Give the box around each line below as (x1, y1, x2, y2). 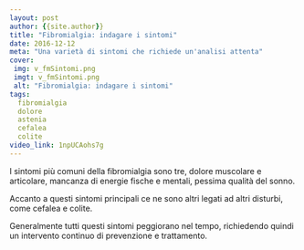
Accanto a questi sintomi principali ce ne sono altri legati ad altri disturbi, (9, 193, 283, 203)
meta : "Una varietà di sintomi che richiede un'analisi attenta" (9, 47, 263, 57)
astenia (17, 115, 47, 124)
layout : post (9, 13, 59, 23)
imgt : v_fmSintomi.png (13, 73, 100, 82)
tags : (9, 89, 30, 99)
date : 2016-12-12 (9, 38, 76, 48)
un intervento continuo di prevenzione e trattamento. (9, 230, 208, 241)
